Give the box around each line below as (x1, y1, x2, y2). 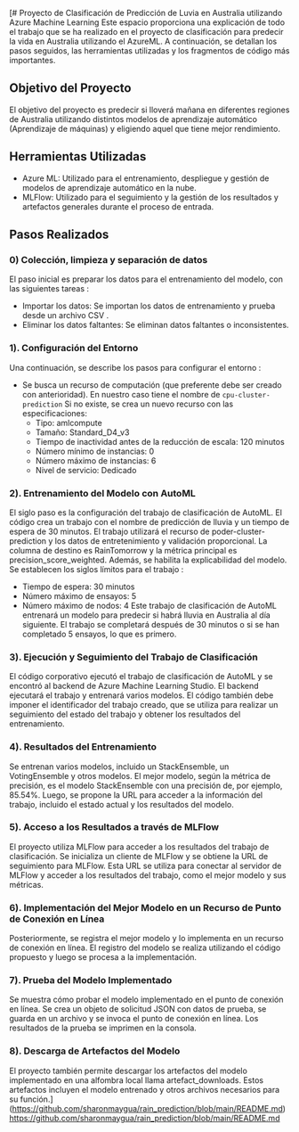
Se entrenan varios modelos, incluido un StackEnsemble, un (9, 761, 230, 772)
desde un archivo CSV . (21, 310, 109, 321)
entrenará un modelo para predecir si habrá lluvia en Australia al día (21, 610, 271, 620)
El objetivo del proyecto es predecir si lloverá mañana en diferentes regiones (9, 104, 290, 115)
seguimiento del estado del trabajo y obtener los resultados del (9, 709, 241, 720)
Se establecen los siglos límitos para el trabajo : (9, 563, 184, 574)
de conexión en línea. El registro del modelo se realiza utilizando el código (9, 942, 281, 953)
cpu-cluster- (222, 390, 271, 399)
